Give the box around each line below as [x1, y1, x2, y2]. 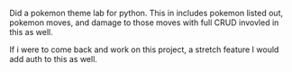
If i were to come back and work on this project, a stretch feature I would [9, 44, 279, 55]
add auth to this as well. [9, 54, 97, 64]
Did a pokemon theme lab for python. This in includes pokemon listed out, [9, 8, 284, 18]
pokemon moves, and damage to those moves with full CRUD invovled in [9, 17, 279, 28]
